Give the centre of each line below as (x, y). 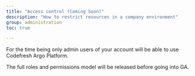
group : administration (34, 22)
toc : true (18, 28)
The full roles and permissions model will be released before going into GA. (97, 67)
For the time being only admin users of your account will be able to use (92, 50)
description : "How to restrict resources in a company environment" (92, 17)
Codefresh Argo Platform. (38, 56)
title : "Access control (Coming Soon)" (55, 11)
